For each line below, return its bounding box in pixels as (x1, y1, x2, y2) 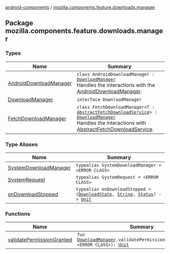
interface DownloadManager (76, 96, 142, 103)
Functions (5, 210, 30, 217)
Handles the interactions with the (76, 81, 155, 88)
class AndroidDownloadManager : (76, 71, 155, 77)
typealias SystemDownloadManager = (75, 162, 162, 168)
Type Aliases (5, 141, 38, 148)
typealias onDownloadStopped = (75, 186, 151, 192)
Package (5, 19, 34, 27)
